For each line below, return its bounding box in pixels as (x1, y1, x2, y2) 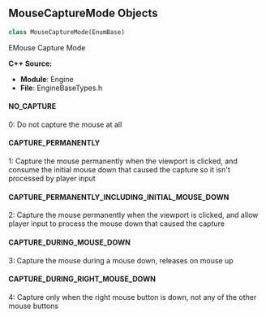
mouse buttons (8, 301, 59, 310)
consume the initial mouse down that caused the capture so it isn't (8, 165, 231, 175)
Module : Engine (19, 74, 75, 84)
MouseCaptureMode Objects (8, 7, 158, 20)
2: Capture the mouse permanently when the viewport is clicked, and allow (8, 211, 259, 220)
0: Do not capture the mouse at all (8, 119, 122, 129)
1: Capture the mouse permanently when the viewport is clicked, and (8, 156, 238, 166)
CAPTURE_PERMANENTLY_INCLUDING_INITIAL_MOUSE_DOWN (8, 192, 230, 202)
